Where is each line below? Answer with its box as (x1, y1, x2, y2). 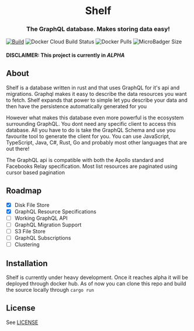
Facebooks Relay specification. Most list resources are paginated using (6, 163, 178, 170)
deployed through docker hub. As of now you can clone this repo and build (6, 280, 186, 287)
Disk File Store (14, 201, 50, 208)
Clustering (14, 241, 40, 248)
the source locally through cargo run (6, 286, 95, 293)
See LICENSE (6, 319, 39, 326)
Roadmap (6, 186, 42, 196)
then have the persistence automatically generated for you (6, 102, 147, 109)
